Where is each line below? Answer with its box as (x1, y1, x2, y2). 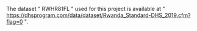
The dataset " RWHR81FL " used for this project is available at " (6, 5, 166, 12)
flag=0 (6, 18, 23, 25)
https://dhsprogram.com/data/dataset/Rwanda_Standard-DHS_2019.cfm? (6, 12, 191, 19)
